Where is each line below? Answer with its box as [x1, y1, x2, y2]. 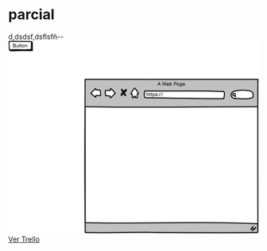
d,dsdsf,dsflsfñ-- [8, 32, 64, 41]
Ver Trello [8, 234, 40, 244]
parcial [8, 6, 55, 24]
